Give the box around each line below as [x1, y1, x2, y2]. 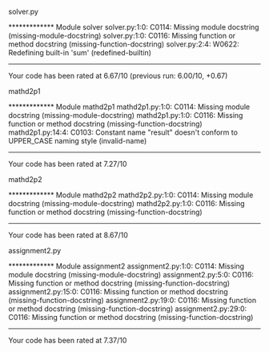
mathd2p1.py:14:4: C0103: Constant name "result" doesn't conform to [8, 127, 239, 137]
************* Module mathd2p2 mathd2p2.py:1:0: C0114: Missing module [8, 190, 254, 200]
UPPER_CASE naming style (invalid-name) [8, 136, 147, 145]
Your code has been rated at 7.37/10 [8, 336, 127, 345]
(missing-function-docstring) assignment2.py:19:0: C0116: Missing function [8, 296, 257, 305]
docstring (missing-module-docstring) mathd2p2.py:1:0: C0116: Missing [8, 199, 246, 208]
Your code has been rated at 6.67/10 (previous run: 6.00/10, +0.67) [8, 71, 228, 80]
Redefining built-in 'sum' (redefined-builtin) [8, 48, 152, 57]
